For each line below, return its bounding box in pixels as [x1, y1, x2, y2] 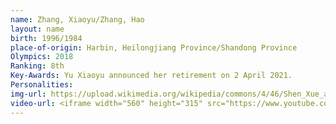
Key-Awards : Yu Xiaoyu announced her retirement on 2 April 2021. [10, 71, 293, 81]
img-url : [10, 89, 47, 99]
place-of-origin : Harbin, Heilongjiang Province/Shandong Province [10, 42, 298, 53]
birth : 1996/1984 [10, 33, 83, 43]
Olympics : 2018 [10, 52, 74, 62]
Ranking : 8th [10, 61, 65, 71]
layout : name [10, 24, 65, 34]
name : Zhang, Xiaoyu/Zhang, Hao [10, 14, 145, 25]
